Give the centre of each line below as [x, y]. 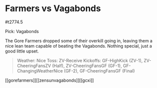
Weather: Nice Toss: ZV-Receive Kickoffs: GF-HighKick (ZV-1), [80, 60]
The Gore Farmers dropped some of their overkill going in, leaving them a [79, 41]
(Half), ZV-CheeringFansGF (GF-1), [87, 66]
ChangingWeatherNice [40, 70]
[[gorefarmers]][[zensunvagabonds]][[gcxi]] [49, 80]
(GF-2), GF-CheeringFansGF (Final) [99, 70]
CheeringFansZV [34, 66]
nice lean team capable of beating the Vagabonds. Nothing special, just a [78, 46]
